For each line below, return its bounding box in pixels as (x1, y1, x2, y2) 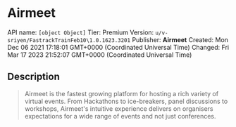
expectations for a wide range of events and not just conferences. (24, 112, 216, 120)
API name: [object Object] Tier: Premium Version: (7, 28, 154, 36)
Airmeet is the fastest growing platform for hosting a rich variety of (24, 89, 219, 98)
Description (7, 71, 60, 83)
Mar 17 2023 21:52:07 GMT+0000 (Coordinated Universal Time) (7, 51, 192, 59)
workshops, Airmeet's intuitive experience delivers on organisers (24, 104, 213, 113)
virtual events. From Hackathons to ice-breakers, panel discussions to (24, 97, 228, 105)
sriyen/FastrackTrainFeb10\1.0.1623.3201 (7, 36, 131, 44)
